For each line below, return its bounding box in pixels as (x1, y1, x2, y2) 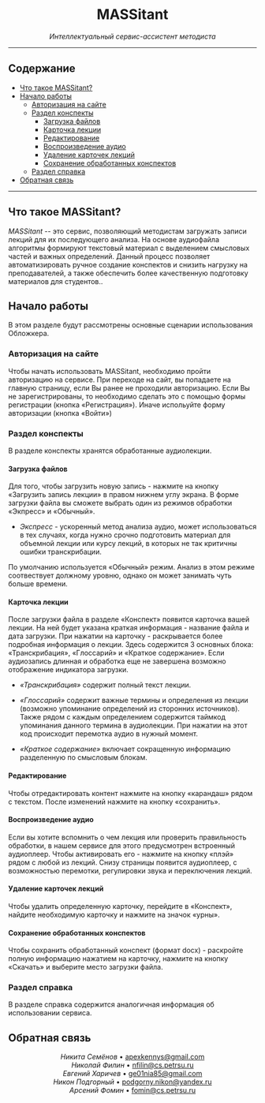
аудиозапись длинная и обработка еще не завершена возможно (8, 656, 226, 666)
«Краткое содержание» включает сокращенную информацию (19, 744, 231, 754)
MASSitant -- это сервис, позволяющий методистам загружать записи (8, 226, 247, 236)
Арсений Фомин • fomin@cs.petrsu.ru (69, 1086, 196, 1095)
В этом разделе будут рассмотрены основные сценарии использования (8, 320, 253, 330)
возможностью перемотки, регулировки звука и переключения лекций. (8, 866, 252, 875)
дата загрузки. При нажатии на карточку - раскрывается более (8, 631, 223, 641)
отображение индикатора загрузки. (8, 665, 129, 675)
